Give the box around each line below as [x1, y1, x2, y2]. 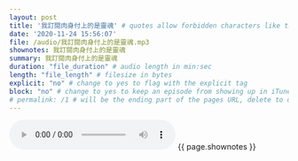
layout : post [9, 12, 58, 22]
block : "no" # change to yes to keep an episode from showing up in [9, 87, 268, 96]
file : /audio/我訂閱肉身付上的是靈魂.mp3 [9, 37, 150, 47]
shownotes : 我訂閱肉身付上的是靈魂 [9, 46, 126, 55]
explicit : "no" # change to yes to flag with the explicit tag [9, 79, 248, 88]
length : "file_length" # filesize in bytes [9, 71, 173, 80]
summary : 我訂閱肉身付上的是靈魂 [9, 54, 118, 63]
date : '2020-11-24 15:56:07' [9, 29, 117, 38]
